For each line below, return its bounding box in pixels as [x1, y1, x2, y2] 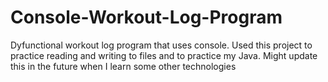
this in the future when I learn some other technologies [10, 60, 237, 72]
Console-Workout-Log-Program [10, 6, 283, 29]
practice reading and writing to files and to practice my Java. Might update [10, 49, 318, 61]
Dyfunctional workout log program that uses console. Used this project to [10, 39, 313, 51]
